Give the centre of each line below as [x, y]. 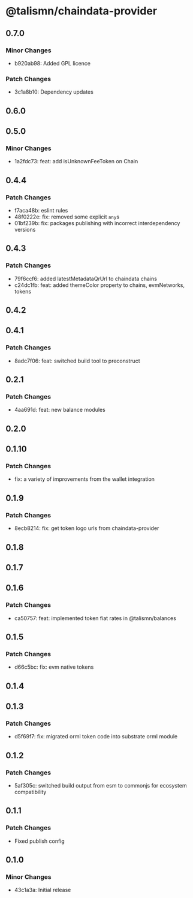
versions [25, 229]
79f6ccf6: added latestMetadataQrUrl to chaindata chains [85, 279]
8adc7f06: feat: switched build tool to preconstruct [77, 361]
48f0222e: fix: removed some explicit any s [67, 217]
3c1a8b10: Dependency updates [54, 92]
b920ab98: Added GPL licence [52, 63]
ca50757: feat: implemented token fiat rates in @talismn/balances [95, 618]
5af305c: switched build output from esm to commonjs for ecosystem [100, 786]
